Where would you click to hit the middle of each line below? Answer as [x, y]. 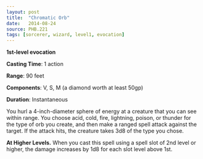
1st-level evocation [31, 52]
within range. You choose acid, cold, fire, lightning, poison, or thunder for [99, 118]
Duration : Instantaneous [37, 100]
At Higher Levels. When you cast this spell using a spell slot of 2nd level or [101, 143]
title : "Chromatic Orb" [38, 18]
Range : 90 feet [25, 76]
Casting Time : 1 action [35, 64]
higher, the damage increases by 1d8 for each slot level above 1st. [90, 149]
